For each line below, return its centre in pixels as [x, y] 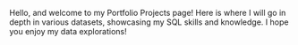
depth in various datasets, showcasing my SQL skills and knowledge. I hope [149, 22]
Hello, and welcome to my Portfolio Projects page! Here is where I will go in [148, 13]
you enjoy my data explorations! [68, 31]
